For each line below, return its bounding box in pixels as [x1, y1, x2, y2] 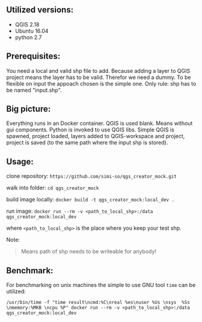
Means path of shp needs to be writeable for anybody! [21, 248, 157, 255]
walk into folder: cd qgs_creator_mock [6, 184, 99, 192]
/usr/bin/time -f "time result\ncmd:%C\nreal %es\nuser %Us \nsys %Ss [6, 300, 190, 306]
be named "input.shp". [6, 86, 62, 93]
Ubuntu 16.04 [14, 27, 49, 34]
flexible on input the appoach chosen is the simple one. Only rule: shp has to [6, 80, 197, 87]
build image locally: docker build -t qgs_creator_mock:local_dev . [6, 196, 175, 203]
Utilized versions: [6, 5, 74, 15]
